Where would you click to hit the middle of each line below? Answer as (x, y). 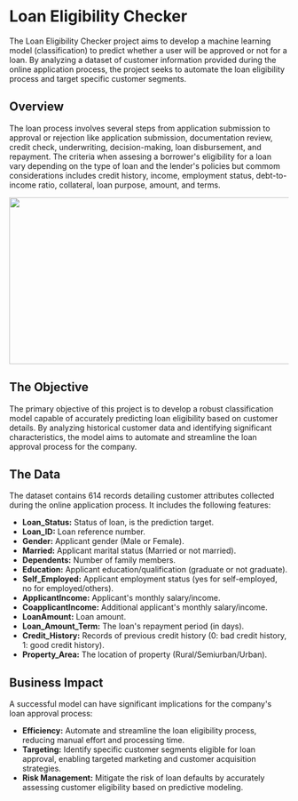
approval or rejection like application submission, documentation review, (141, 137)
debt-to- (271, 175)
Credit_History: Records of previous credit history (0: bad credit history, (154, 636)
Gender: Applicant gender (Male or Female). (103, 541)
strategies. (42, 769)
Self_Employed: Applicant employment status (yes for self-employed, (149, 579)
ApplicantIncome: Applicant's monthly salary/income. (121, 598)
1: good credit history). (63, 645)
